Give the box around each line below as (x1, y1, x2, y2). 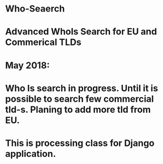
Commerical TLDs (5, 37, 82, 48)
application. (5, 148, 56, 159)
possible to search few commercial (5, 93, 154, 104)
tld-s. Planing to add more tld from (5, 104, 151, 115)
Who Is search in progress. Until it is (5, 82, 158, 94)
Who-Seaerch (5, 3, 65, 15)
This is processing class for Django (5, 137, 154, 148)
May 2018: (5, 60, 50, 71)
